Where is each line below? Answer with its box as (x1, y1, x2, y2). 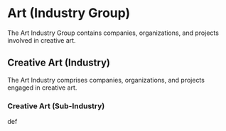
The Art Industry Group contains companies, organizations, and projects (7, 28, 219, 37)
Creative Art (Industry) (7, 57, 110, 69)
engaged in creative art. (7, 83, 77, 92)
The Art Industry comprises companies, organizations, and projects (7, 75, 205, 84)
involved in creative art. (7, 36, 76, 44)
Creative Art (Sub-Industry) (7, 101, 105, 111)
